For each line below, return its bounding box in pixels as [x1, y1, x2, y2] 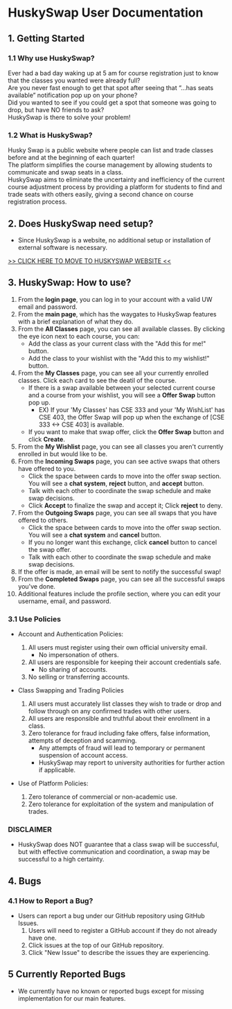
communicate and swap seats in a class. [8, 168, 124, 177]
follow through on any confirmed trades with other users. [28, 707, 192, 715]
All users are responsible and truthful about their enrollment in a [28, 715, 211, 723]
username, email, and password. [17, 597, 111, 605]
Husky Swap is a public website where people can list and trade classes [8, 146, 214, 154]
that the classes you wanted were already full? [8, 76, 141, 84]
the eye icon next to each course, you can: [17, 332, 141, 340]
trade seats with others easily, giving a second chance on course [8, 190, 194, 199]
